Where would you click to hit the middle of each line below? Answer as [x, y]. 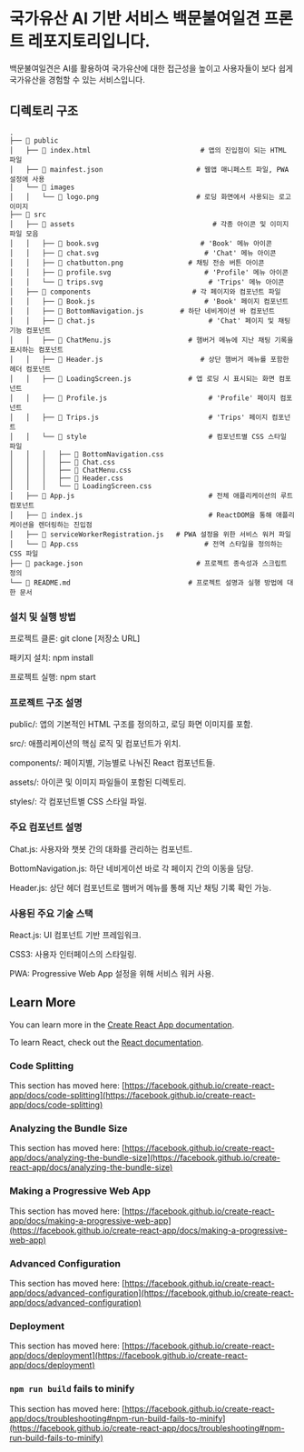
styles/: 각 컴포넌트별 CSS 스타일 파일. [78, 802]
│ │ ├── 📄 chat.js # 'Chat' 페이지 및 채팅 [150, 320]
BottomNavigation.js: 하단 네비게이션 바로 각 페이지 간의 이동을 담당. [132, 868]
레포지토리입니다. [89, 41]
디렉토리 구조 [44, 111]
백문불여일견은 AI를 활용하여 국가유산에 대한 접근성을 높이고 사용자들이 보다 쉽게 [151, 68]
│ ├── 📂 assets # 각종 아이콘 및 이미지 [149, 224]
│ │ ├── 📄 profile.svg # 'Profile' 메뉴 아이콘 [149, 272]
